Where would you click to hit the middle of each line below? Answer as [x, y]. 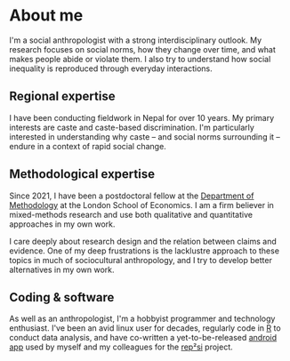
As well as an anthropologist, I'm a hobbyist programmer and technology [142, 319]
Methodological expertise [82, 174]
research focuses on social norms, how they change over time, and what [142, 49]
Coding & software [62, 297]
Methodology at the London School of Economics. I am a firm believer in [141, 205]
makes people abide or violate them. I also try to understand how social [140, 59]
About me [46, 16]
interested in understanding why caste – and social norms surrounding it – [145, 136]
